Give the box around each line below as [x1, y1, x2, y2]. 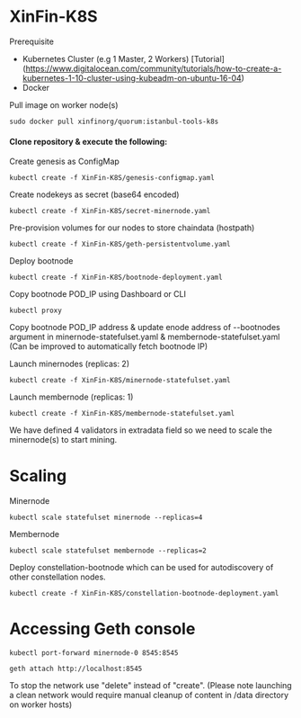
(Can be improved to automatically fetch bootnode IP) [9, 341, 208, 352]
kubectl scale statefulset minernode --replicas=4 [9, 513, 203, 523]
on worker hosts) [9, 699, 73, 710]
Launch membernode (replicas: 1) [9, 391, 134, 402]
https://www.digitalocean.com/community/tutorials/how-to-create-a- [25, 63, 282, 74]
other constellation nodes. [9, 571, 106, 582]
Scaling [9, 466, 67, 487]
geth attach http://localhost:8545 [9, 664, 143, 674]
